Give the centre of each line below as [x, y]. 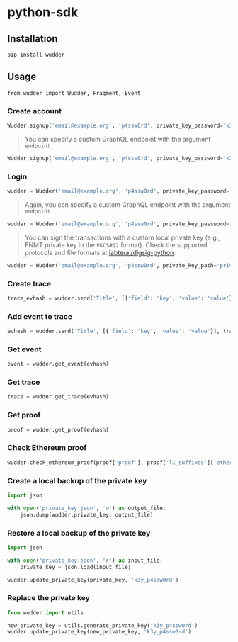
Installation [33, 39]
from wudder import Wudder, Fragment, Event [74, 93]
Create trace [29, 283]
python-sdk [43, 12]
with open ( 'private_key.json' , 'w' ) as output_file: [87, 508]
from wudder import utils [45, 613]
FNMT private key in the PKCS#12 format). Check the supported [116, 244]
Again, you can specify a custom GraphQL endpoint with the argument [127, 204]
